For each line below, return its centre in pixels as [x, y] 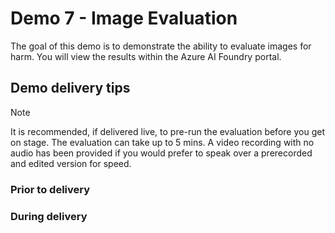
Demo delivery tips [70, 88]
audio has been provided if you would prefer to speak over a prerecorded [161, 153]
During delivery [49, 216]
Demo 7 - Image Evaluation [124, 18]
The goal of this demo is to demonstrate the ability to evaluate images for [161, 46]
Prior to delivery [50, 189]
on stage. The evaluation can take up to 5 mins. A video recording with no [162, 142]
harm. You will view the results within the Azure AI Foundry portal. [146, 56]
